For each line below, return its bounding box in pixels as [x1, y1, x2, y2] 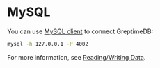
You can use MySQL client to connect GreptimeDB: [7, 27, 154, 35]
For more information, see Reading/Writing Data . [7, 53, 146, 61]
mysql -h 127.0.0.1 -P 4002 [7, 40, 89, 47]
